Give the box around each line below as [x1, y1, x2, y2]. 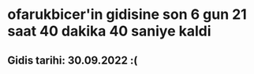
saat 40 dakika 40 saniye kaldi [7, 22, 211, 40]
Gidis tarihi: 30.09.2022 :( [7, 54, 138, 67]
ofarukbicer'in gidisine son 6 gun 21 [7, 6, 248, 24]
